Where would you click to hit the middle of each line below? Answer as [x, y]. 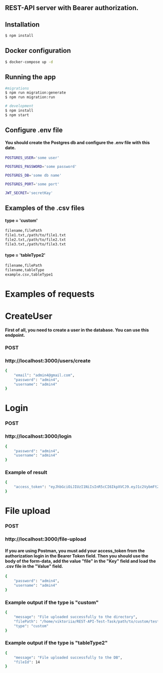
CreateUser [29, 316]
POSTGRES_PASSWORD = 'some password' [41, 167]
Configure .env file [34, 130]
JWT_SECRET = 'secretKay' [29, 193]
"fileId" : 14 [27, 662]
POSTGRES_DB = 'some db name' [33, 176]
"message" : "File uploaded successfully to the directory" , [76, 617]
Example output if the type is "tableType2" [56, 643]
